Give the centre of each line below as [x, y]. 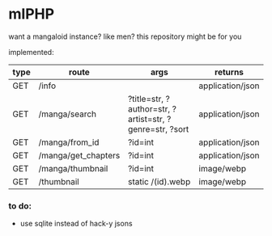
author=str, [149, 108]
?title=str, [146, 99]
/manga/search [68, 114]
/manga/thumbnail [73, 168]
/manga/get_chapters [79, 155]
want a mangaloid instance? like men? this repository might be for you [125, 36]
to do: [20, 205]
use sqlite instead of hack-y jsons [76, 224]
